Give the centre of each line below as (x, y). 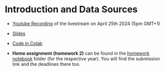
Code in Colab (27, 43)
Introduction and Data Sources (71, 9)
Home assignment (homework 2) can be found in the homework (81, 53)
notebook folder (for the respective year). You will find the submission (86, 58)
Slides (19, 33)
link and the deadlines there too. (46, 64)
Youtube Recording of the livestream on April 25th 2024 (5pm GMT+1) (86, 23)
